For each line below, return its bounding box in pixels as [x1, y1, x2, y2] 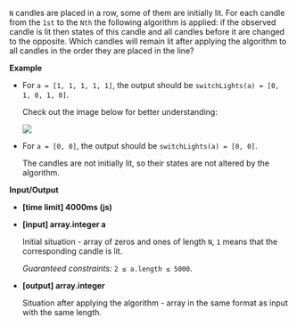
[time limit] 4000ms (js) [21, 202, 113, 212]
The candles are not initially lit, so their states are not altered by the [21, 158, 270, 168]
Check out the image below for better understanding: [21, 107, 219, 117]
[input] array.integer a [21, 219, 106, 230]
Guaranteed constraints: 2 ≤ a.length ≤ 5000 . [21, 263, 193, 273]
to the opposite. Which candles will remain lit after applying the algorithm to [9, 36, 287, 46]
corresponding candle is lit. [21, 246, 123, 257]
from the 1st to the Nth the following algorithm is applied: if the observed [9, 17, 276, 28]
